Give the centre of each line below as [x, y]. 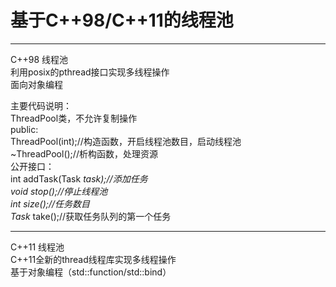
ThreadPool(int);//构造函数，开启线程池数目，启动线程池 [126, 141]
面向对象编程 [36, 84]
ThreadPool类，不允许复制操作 [74, 118]
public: [24, 129]
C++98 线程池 [39, 59]
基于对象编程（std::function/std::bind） [91, 272]
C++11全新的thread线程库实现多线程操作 [93, 259]
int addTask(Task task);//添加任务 [79, 178]
